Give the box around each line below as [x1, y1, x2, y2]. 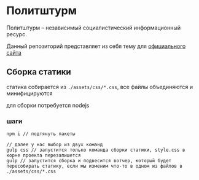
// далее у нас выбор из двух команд [6, 142, 103, 148]
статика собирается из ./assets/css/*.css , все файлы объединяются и [6, 83, 193, 90]
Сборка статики [6, 67, 72, 77]
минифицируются [6, 90, 53, 97]
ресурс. [6, 30, 27, 37]
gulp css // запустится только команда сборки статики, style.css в [6, 147, 185, 154]
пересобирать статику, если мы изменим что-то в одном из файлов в [6, 163, 183, 170]
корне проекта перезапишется [6, 152, 81, 158]
